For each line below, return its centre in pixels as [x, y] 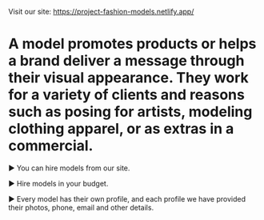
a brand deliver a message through [126, 61]
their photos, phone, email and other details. [81, 207]
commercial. [51, 146]
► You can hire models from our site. [69, 168]
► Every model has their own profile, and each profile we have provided [127, 198]
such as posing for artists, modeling [130, 112]
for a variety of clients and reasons [127, 95]
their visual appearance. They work [129, 78]
